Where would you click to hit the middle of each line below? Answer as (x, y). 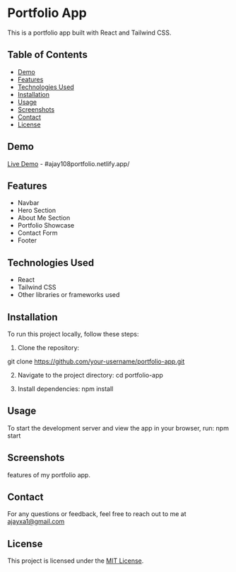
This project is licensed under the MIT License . (76, 561)
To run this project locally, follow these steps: (73, 334)
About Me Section (44, 218)
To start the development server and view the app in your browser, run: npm (118, 428)
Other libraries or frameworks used (69, 295)
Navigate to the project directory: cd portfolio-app (90, 375)
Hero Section (37, 211)
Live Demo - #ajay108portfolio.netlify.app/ (69, 163)
